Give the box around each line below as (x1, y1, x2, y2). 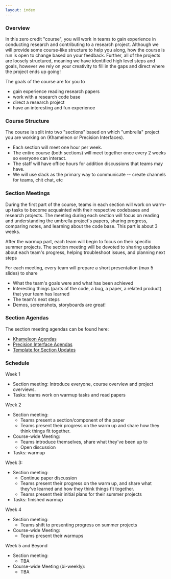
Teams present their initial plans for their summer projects (20, 491, 142, 497)
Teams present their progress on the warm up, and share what (20, 480, 152, 487)
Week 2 (5, 402, 21, 408)
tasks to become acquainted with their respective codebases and (12, 206, 150, 213)
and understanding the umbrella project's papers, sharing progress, (5, 218, 148, 224)
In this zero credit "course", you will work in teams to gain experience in (5, 36, 156, 42)
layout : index (5, 7, 36, 13)
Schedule (5, 359, 30, 366)
